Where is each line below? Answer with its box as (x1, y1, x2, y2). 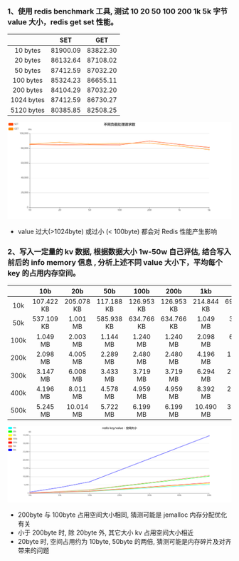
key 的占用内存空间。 (7, 268, 80, 278)
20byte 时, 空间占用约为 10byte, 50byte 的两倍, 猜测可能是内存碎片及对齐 (17, 537, 232, 545)
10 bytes (14, 46, 41, 55)
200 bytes (12, 86, 43, 94)
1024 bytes (10, 96, 45, 104)
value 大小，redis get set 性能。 (7, 16, 119, 26)
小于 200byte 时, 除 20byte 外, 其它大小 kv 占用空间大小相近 (17, 528, 194, 537)
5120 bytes (10, 106, 45, 114)
